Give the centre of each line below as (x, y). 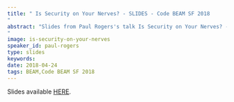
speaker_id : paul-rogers (43, 46)
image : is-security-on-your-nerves (59, 40)
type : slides (26, 53)
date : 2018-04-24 (32, 65)
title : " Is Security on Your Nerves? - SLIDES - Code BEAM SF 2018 (109, 14)
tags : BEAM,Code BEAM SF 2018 (51, 71)
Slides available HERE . (39, 92)
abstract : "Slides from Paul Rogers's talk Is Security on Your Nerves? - (118, 26)
